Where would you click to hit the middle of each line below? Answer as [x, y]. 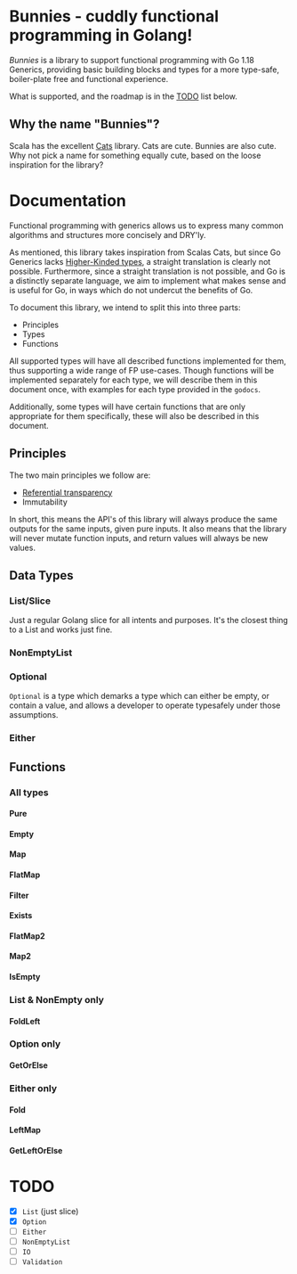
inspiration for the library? [56, 164]
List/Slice [30, 601]
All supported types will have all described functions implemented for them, [148, 361]
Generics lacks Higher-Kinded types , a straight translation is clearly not [140, 261]
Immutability [45, 502]
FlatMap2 [28, 936]
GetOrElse [29, 1065]
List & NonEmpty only [57, 999]
